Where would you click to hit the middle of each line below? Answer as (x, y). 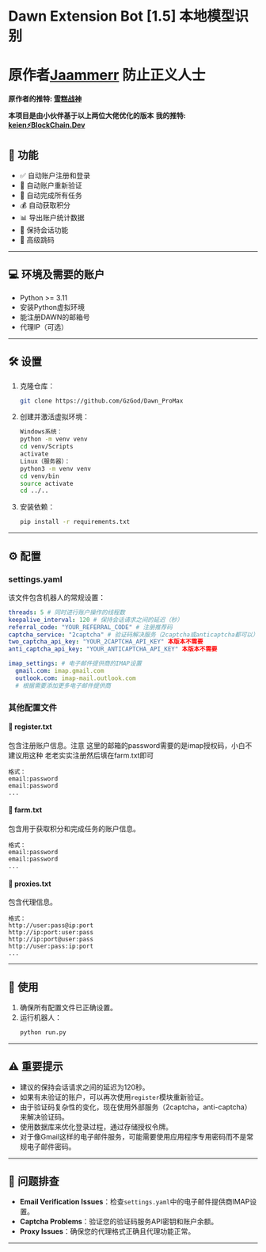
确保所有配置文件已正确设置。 (68, 1007)
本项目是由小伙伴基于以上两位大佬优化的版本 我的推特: (97, 116)
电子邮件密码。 (51, 1147)
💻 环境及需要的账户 (57, 275)
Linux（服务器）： (45, 461)
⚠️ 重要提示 (36, 1067)
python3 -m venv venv (55, 468)
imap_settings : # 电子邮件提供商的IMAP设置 (75, 664)
